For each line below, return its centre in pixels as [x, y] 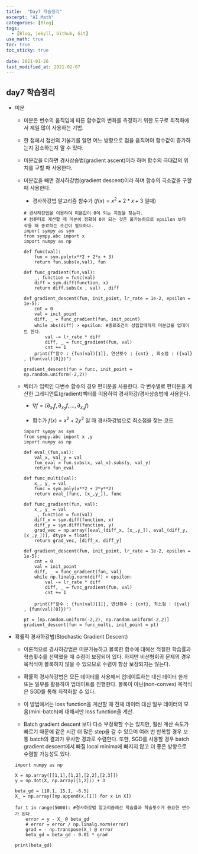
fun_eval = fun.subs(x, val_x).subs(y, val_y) [93, 463]
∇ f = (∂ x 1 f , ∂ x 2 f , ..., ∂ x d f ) [61, 407]
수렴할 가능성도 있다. [47, 754]
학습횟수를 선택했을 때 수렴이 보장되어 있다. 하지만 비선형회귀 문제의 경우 [107, 656]
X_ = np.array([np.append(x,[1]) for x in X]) [73, 796]
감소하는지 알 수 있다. [59, 148]
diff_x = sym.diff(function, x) [74, 520]
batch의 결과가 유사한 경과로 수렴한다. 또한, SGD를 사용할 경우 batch [110, 739]
